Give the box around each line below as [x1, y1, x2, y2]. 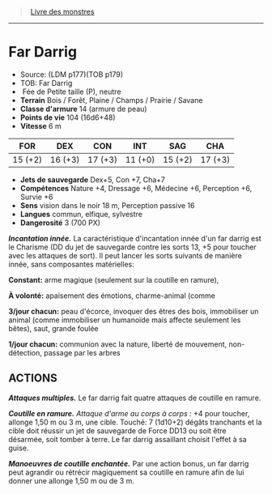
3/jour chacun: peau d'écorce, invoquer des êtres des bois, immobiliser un [8, 306, 259, 316]
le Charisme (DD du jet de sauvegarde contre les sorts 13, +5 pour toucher [8, 242, 257, 252]
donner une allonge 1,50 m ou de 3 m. [8, 475, 135, 485]
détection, [8, 347, 43, 357]
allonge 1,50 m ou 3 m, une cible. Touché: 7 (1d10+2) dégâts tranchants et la [8, 417, 262, 427]
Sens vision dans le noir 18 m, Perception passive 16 [19, 200, 195, 210]
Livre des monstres [30, 7, 95, 16]
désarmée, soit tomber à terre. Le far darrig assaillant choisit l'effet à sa [8, 434, 247, 444]
